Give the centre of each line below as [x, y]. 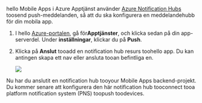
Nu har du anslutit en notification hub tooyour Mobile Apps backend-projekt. [101, 80]
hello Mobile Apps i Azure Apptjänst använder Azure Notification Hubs [94, 9]
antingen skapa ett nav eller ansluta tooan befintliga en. [84, 58]
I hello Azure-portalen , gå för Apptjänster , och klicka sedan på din [97, 33]
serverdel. [28, 39]
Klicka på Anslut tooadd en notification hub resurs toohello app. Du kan [104, 51]
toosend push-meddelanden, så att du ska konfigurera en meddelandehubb [101, 15]
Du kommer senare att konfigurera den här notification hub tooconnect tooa [101, 87]
